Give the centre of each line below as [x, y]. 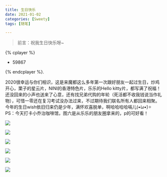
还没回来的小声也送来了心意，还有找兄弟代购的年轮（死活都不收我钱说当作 [81, 94]
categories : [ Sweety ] [28, 19]
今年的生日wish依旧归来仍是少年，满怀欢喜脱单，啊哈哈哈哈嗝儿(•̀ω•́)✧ [79, 107]
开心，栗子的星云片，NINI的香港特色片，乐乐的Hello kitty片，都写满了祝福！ [83, 88]
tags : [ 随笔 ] [18, 24]
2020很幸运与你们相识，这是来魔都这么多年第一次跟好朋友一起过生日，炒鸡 [83, 82]
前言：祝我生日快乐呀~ [41, 43]
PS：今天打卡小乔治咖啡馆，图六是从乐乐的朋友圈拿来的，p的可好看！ [77, 113]
